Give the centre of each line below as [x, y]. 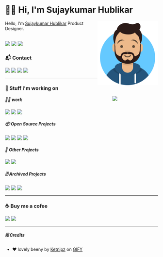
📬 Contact [18, 58]
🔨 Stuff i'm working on [32, 88]
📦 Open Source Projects [30, 124]
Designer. [15, 28]
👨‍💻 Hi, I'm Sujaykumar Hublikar [69, 10]
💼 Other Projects [22, 150]
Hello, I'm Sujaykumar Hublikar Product [44, 23]
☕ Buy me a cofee [26, 206]
